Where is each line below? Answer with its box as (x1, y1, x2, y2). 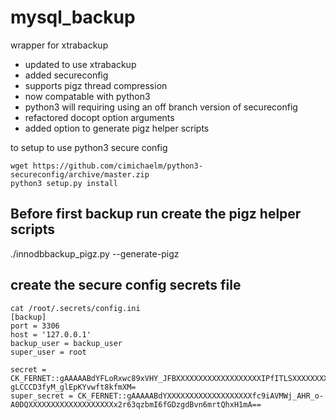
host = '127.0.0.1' (10, 329, 92, 340)
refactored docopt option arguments (24, 111, 175, 123)
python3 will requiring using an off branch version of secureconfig (24, 101, 298, 113)
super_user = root (10, 347, 87, 357)
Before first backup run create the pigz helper (10, 206, 302, 223)
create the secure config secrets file (10, 277, 242, 294)
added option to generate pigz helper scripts (24, 122, 210, 134)
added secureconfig (24, 69, 109, 81)
